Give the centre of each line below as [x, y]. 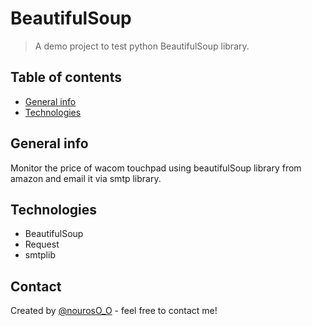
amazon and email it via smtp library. [86, 178]
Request [42, 244]
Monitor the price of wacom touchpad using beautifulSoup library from [156, 168]
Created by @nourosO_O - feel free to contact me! [114, 311]
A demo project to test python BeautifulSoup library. [142, 46]
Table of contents [66, 77]
